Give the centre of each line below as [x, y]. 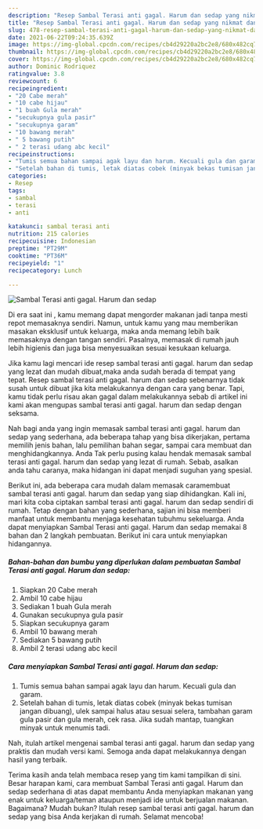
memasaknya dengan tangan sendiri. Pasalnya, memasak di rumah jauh [123, 340]
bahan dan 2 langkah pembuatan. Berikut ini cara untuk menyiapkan [118, 535]
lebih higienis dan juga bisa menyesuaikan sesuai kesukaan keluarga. [120, 348]
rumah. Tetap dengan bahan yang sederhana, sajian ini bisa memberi [119, 510]
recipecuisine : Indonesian [52, 241]
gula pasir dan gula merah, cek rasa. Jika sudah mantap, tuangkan [127, 720]
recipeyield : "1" [36, 263]
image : [19, 45]
